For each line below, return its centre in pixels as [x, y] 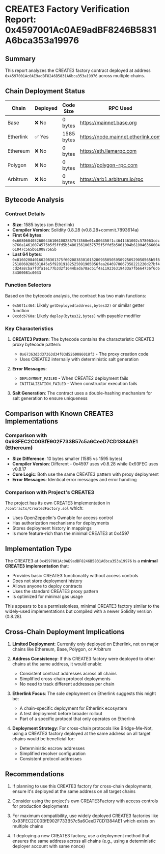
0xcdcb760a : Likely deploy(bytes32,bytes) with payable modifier [77, 316]
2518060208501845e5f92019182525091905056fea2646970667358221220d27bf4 [86, 264]
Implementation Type [39, 549]
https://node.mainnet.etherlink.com [120, 136]
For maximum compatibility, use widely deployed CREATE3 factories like [85, 816]
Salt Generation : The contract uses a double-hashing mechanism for [82, 393]
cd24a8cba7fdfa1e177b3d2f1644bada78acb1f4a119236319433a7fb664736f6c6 [86, 268]
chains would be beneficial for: [43, 739]
